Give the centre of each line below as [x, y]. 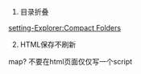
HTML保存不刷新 [48, 44]
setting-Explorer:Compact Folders [65, 28]
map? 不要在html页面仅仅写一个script [70, 62]
